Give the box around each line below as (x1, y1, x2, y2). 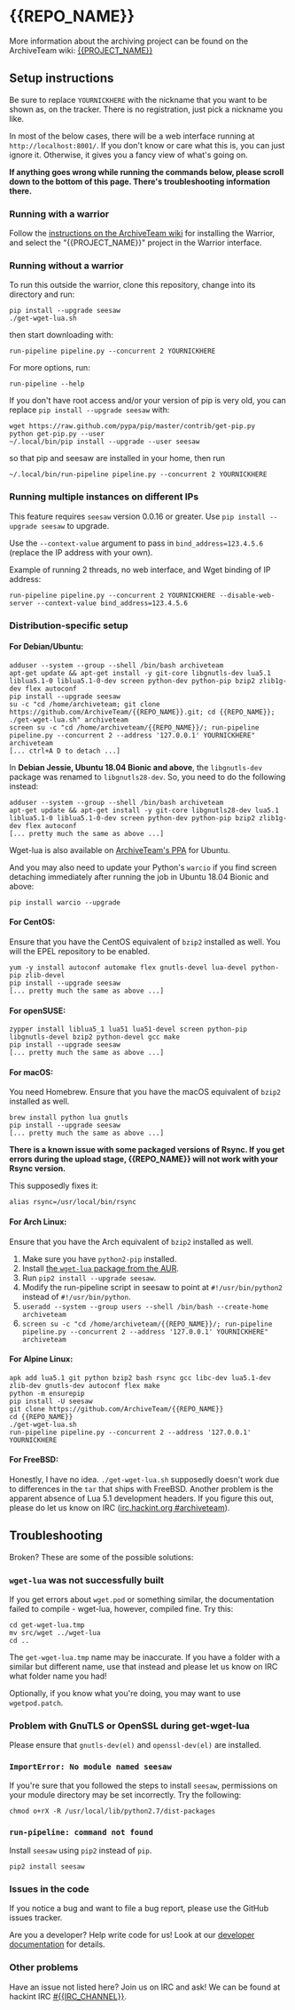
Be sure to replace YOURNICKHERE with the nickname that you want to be (9, 94, 268, 105)
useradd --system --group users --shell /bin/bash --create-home (21, 1302, 268, 1312)
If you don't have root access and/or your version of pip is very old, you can (9, 395, 286, 406)
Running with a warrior (9, 207, 109, 219)
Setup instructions (9, 71, 114, 86)
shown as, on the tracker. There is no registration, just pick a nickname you (9, 104, 283, 115)
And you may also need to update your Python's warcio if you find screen (9, 862, 277, 873)
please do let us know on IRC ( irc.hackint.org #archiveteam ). (9, 1502, 230, 1512)
